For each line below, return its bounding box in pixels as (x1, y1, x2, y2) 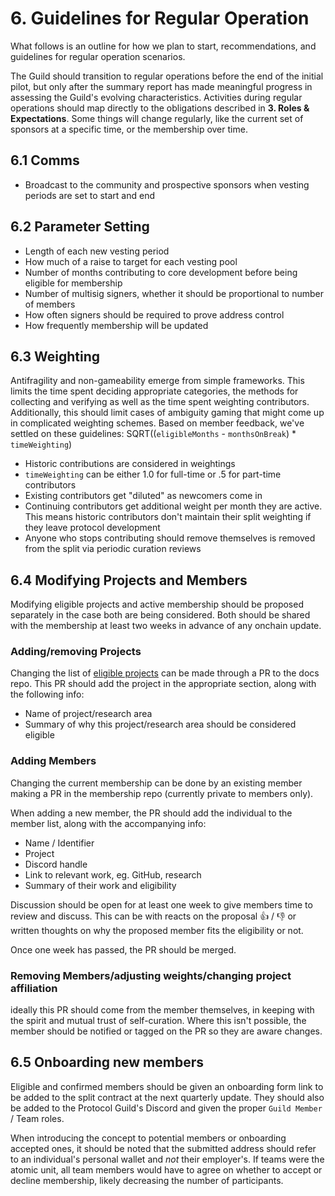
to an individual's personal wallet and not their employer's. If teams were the (10, 1153, 325, 1165)
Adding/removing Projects (10, 645, 142, 659)
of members (24, 298, 76, 310)
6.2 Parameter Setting (10, 218, 150, 236)
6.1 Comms (10, 152, 80, 169)
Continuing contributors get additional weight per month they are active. (24, 500, 323, 512)
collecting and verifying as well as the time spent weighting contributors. (10, 396, 310, 408)
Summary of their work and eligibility (24, 879, 177, 891)
